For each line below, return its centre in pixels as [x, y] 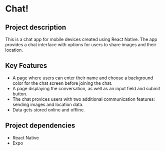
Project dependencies [40, 126]
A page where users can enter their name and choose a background [83, 78]
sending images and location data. [48, 104]
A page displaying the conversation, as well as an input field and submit [86, 88]
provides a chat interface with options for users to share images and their [81, 45]
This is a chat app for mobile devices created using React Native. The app [81, 39]
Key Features [26, 66]
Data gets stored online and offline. [48, 110]
